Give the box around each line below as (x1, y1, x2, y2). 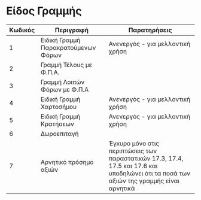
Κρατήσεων (41, 120, 75, 128)
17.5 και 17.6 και (108, 162, 158, 170)
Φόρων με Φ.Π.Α (41, 85, 89, 93)
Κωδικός (9, 26, 35, 34)
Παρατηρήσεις (128, 26, 172, 34)
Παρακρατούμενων (41, 43, 96, 51)
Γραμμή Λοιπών (41, 78, 85, 86)
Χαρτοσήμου (41, 102, 77, 111)
